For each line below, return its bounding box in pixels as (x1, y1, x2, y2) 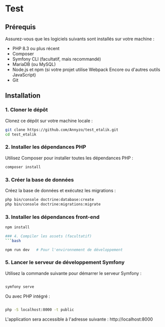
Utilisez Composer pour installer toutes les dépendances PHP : (5, 155, 134, 161)
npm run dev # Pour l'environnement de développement (5, 247, 123, 252)
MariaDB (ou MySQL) (12, 62, 56, 67)
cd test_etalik (5, 132, 37, 137)
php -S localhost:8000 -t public (5, 307, 74, 312)
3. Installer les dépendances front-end (5, 213, 100, 220)
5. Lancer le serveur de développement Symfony (5, 259, 125, 266)
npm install (5, 224, 30, 230)
